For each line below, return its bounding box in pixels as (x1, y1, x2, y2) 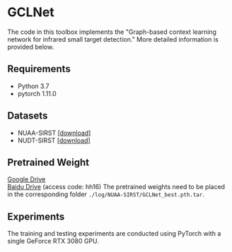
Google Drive (7, 175, 46, 184)
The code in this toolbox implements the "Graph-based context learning (7, 28, 217, 36)
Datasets (7, 110, 48, 122)
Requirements (7, 63, 71, 75)
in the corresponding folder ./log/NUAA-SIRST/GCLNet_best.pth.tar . (7, 190, 205, 198)
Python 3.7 (17, 82, 50, 90)
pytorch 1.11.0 (17, 89, 57, 97)
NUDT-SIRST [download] (17, 136, 91, 145)
